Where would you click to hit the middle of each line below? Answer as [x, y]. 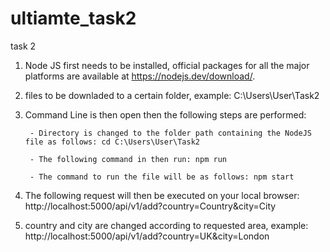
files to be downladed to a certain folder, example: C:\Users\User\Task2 [172, 95]
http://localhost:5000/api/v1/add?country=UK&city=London [147, 236]
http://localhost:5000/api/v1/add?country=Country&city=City [150, 206]
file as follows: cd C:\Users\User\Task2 [112, 142]
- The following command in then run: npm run [128, 159]
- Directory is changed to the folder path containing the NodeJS [170, 133]
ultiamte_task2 [73, 18]
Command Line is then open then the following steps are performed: [165, 114]
